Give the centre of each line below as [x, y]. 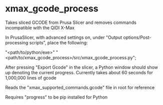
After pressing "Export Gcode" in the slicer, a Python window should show [82, 67]
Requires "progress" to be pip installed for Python [56, 97]
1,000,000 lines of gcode [31, 78]
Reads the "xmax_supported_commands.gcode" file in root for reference [80, 87]
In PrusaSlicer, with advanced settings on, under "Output [64, 37]
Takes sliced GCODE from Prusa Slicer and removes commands [71, 22]
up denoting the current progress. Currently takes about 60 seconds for [79, 72]
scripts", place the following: [58, 42]
